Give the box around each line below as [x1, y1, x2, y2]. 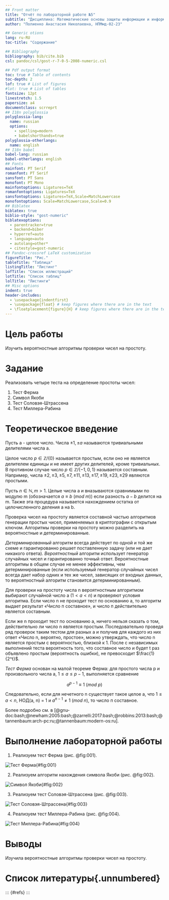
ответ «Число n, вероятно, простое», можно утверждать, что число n [5, 634, 155, 640]
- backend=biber [10, 227, 44, 232]
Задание [5, 363, 44, 374]
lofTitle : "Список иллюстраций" [5, 269, 73, 274]
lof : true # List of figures [5, 82, 66, 87]
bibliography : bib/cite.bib [5, 53, 64, 59]
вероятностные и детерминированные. [5, 530, 90, 536]
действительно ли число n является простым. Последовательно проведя [5, 624, 163, 630]
